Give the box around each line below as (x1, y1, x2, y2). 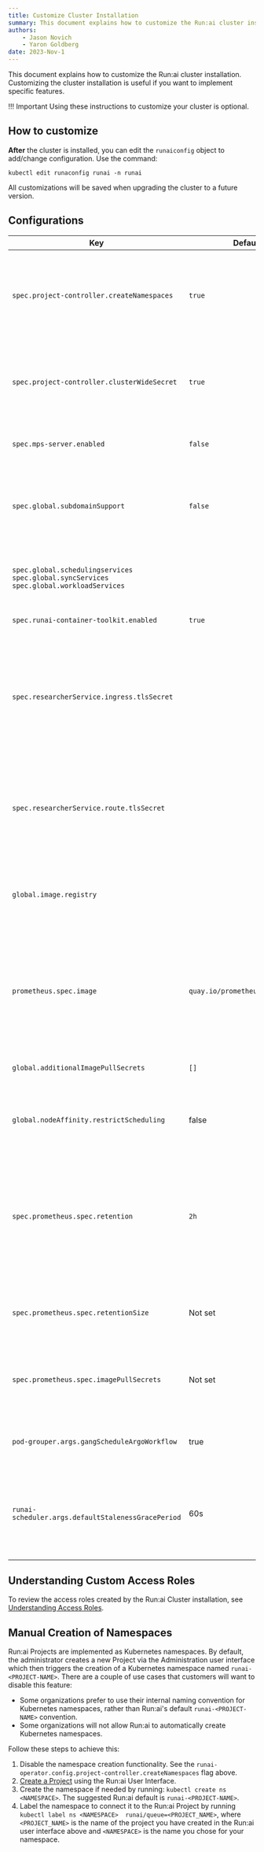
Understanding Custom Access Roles (8, 1574, 195, 1588)
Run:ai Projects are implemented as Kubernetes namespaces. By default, (8, 1647, 244, 1657)
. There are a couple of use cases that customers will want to (57, 1672, 255, 1681)
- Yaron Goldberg (22, 41, 79, 49)
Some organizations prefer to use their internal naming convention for (19, 1695, 246, 1705)
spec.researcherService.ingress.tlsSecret (12, 692, 174, 701)
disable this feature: (8, 1680, 72, 1690)
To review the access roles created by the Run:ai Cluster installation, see (8, 1595, 244, 1604)
